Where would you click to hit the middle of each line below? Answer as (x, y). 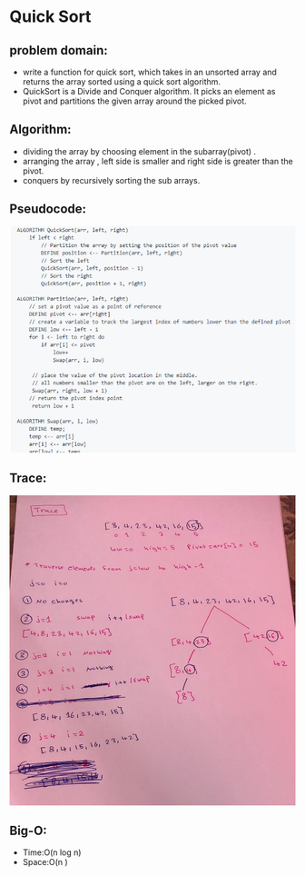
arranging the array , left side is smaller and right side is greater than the (157, 161)
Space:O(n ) (45, 862)
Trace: (28, 478)
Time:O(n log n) (52, 852)
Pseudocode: (48, 209)
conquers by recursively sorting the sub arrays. (111, 180)
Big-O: (28, 831)
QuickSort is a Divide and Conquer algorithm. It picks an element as (149, 91)
